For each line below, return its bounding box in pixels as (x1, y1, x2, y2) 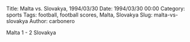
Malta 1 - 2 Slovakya (6, 29, 56, 36)
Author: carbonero (29, 18, 75, 24)
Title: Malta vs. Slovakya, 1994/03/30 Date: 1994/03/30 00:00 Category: (6, 5, 185, 12)
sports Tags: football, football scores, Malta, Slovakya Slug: (6, 11, 153, 18)
